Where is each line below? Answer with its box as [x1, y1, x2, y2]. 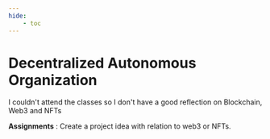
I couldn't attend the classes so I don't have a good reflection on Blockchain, [8, 97, 263, 107]
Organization [8, 71, 98, 89]
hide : [8, 11, 27, 20]
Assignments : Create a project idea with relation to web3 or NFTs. [8, 121, 231, 131]
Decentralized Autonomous [8, 54, 197, 72]
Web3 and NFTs [8, 106, 62, 116]
